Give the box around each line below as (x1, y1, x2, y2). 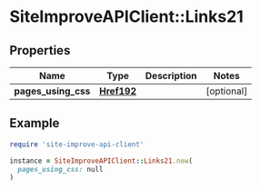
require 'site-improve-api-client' (9, 139, 145, 149)
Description (145, 70, 197, 82)
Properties (9, 43, 71, 58)
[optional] (206, 85, 248, 97)
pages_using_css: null (17, 165, 104, 174)
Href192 (99, 85, 137, 97)
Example (9, 115, 60, 131)
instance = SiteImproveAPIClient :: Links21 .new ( (9, 156, 194, 165)
